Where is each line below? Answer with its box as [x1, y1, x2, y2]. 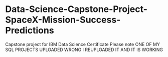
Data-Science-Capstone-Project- [5, 3, 148, 15]
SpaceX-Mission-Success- [5, 14, 121, 25]
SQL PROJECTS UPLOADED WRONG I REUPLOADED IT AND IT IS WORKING [5, 46, 163, 52]
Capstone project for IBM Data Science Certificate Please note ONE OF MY [5, 41, 160, 47]
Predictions [5, 25, 54, 36]
